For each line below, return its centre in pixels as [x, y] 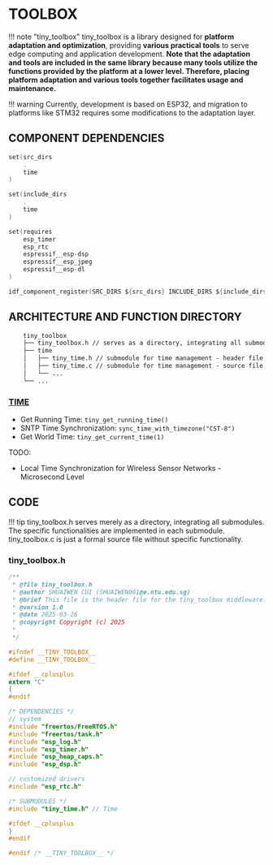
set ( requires [30, 231]
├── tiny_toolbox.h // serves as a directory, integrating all [132, 343]
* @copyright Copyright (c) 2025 [69, 622]
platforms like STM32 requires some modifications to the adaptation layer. [132, 112]
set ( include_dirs [38, 195]
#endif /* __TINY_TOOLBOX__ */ [61, 854]
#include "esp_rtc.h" [45, 787]
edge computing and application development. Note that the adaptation [129, 54]
